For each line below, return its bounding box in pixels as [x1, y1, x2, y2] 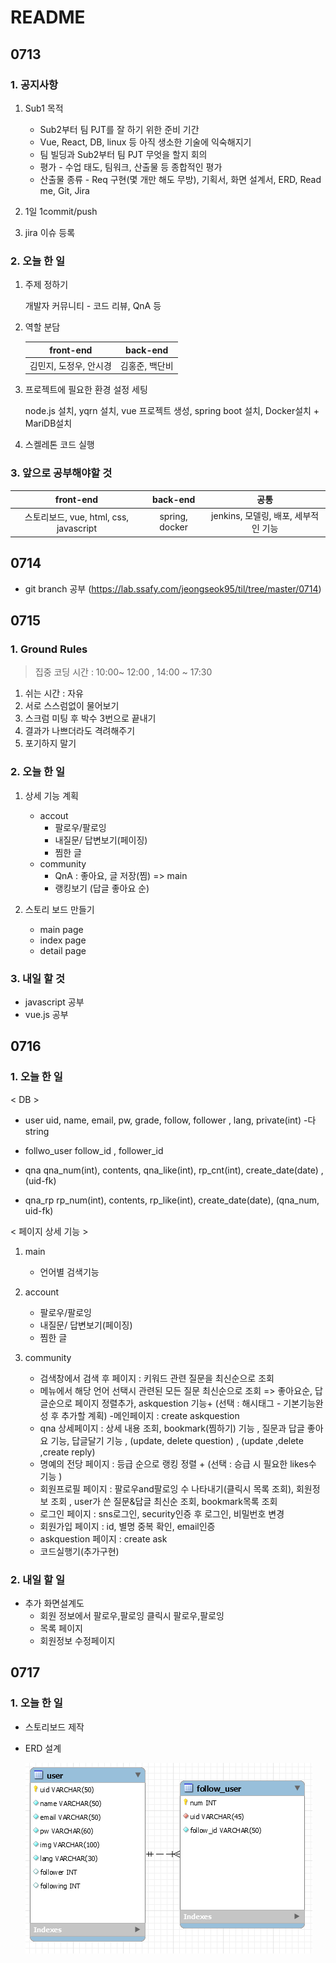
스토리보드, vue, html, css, [24, 511, 130, 523]
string [24, 1125, 50, 1137]
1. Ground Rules [10, 642, 88, 656]
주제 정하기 [24, 279, 69, 291]
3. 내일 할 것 [10, 971, 66, 985]
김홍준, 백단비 [119, 359, 174, 371]
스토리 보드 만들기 [24, 903, 95, 915]
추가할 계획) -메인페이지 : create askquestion [61, 1409, 240, 1421]
